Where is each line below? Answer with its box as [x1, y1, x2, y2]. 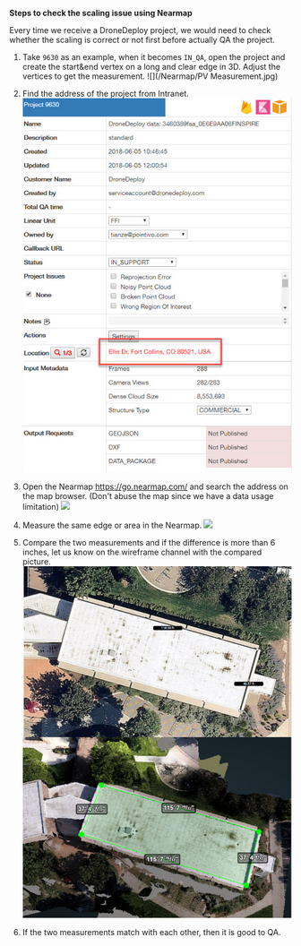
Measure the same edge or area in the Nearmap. [21, 520, 202, 530]
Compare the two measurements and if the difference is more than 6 [21, 537, 276, 547]
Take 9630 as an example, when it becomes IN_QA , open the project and [21, 52, 286, 62]
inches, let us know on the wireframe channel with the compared [21, 546, 262, 557]
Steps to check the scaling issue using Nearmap [9, 8, 193, 18]
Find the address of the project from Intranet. [21, 89, 190, 99]
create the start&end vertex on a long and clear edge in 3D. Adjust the [21, 62, 280, 72]
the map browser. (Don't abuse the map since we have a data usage [21, 490, 274, 501]
